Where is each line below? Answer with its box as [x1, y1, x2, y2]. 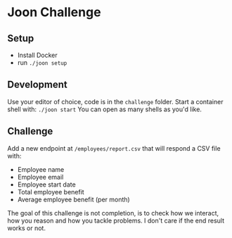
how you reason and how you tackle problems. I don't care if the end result [7, 216, 225, 225]
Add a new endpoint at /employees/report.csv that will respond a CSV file [7, 144, 221, 152]
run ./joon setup [17, 58, 67, 67]
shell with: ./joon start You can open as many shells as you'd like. [7, 105, 202, 113]
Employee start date [17, 180, 76, 189]
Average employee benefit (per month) [17, 195, 130, 203]
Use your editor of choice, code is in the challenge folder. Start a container [7, 97, 224, 106]
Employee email [17, 173, 64, 181]
